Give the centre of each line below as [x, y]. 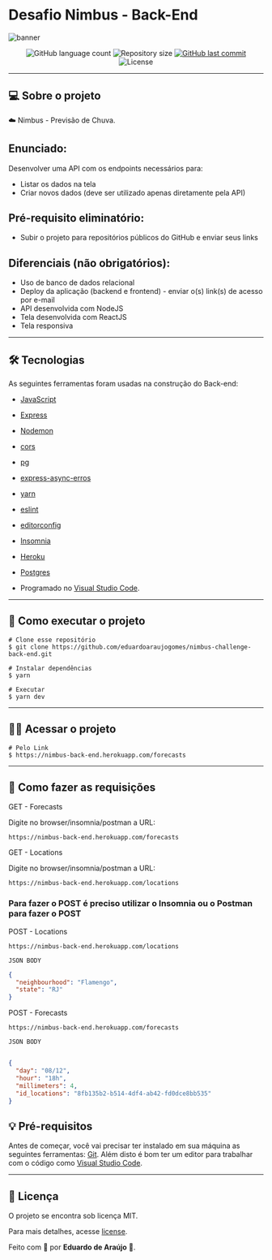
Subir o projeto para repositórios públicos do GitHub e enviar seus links [139, 238]
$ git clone [28, 647]
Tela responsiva [47, 326]
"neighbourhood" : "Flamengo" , [66, 982]
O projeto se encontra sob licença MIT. [73, 1216]
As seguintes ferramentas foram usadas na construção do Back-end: [123, 384]
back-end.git [30, 654]
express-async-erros [55, 478]
